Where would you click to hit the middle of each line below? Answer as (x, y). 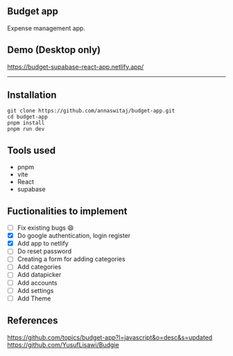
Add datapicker (39, 275)
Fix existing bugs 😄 (45, 228)
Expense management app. (46, 28)
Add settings (35, 290)
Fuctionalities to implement (67, 211)
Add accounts (37, 282)
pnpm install (26, 123)
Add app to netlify (43, 244)
